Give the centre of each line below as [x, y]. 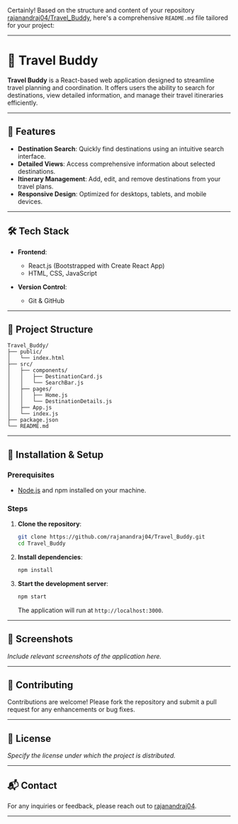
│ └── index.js [33, 414]
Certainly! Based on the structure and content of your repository [101, 10]
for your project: [31, 25]
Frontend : [32, 252]
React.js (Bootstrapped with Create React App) [96, 266]
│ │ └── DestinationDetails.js [60, 402]
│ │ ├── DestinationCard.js [55, 377]
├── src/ [20, 364]
